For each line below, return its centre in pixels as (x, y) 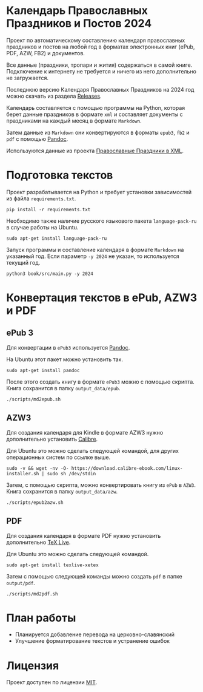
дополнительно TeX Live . (38, 542)
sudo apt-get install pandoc (43, 370)
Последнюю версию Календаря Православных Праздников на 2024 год (100, 89)
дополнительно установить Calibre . (52, 439)
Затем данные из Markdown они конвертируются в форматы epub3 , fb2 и (98, 132)
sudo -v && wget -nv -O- (38, 468)
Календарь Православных (77, 11)
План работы (41, 618)
